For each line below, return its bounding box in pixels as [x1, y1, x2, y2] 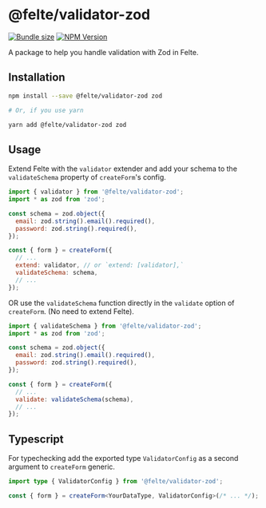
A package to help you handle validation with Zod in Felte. [8, 47, 199, 57]
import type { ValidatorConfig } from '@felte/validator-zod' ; [8, 478, 224, 486]
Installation [8, 70, 66, 85]
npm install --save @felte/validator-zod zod [8, 92, 162, 100]
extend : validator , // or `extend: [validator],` [15, 261, 184, 269]
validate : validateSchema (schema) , [15, 395, 134, 403]
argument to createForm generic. [8, 462, 116, 472]
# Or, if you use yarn [8, 106, 84, 114]
